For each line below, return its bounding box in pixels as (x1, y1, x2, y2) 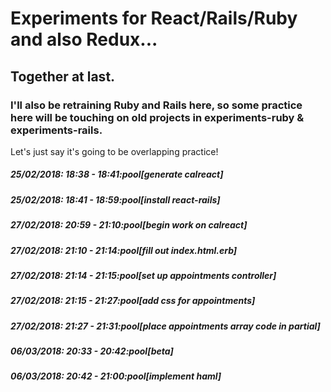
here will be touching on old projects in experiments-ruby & (10, 110, 305, 124)
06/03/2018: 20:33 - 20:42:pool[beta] (10, 345, 174, 357)
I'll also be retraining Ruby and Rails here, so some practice (10, 98, 303, 112)
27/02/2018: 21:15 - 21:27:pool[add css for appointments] (10, 295, 256, 307)
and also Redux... (10, 28, 158, 51)
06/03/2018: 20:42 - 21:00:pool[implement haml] (10, 370, 222, 382)
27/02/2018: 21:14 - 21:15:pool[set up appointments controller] (10, 269, 277, 281)
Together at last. (10, 68, 116, 85)
